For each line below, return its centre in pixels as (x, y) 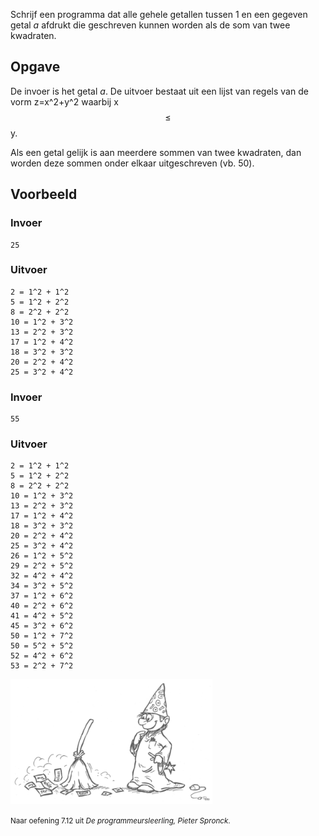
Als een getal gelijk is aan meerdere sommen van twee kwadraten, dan (156, 152)
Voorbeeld (44, 194)
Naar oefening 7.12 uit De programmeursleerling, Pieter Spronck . (120, 821)
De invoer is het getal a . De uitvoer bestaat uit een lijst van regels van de (159, 91)
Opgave (35, 67)
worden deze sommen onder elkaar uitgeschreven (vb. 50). (132, 163)
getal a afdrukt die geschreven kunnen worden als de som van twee (150, 25)
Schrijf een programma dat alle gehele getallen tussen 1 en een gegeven (159, 14)
